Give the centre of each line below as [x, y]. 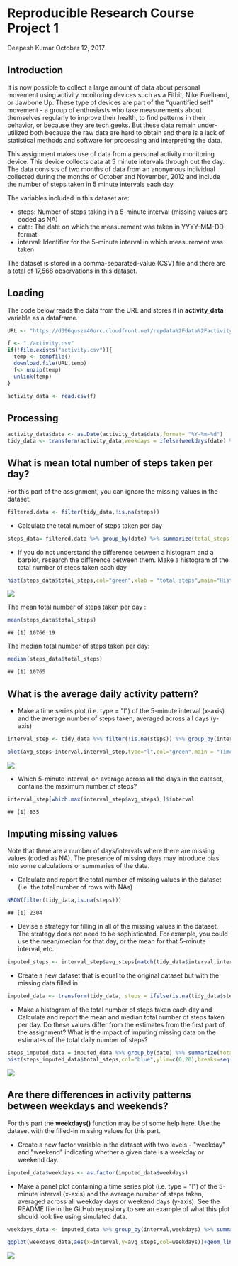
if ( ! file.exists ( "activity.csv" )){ [60, 350]
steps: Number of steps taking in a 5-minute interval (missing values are [123, 212]
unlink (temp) [33, 377]
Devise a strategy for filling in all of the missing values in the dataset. [118, 926]
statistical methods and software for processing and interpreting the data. [115, 140]
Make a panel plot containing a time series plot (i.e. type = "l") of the [117, 1186]
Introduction [35, 70]
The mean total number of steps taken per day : [77, 607]
